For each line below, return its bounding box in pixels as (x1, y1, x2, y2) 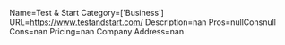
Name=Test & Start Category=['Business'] (9, 8, 164, 18)
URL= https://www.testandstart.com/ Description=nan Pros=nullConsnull (9, 17, 276, 27)
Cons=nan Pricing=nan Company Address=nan (9, 26, 185, 36)
